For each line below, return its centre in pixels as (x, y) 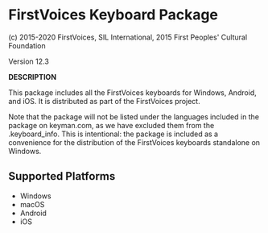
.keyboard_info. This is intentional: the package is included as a (113, 134)
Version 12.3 (29, 61)
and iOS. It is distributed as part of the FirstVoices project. (104, 101)
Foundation (27, 45)
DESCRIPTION (33, 77)
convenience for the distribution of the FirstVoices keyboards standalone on (134, 142)
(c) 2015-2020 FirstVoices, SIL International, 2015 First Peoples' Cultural (128, 37)
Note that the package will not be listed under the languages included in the (134, 116)
